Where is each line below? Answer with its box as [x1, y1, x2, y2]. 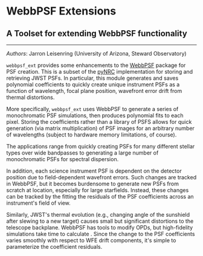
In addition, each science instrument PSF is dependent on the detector [6, 167, 182, 174]
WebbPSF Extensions [6, 4, 117, 18]
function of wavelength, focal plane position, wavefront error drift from [6, 88, 182, 94]
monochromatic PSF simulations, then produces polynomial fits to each [6, 112, 184, 119]
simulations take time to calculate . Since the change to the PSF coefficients [6, 231, 195, 237]
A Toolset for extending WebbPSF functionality [6, 28, 187, 39]
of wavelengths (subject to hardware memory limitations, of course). [6, 131, 177, 138]
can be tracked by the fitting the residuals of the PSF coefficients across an [6, 193, 195, 200]
